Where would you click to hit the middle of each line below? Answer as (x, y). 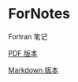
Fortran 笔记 (28, 36)
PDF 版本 (23, 53)
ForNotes (39, 14)
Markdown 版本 (33, 70)
